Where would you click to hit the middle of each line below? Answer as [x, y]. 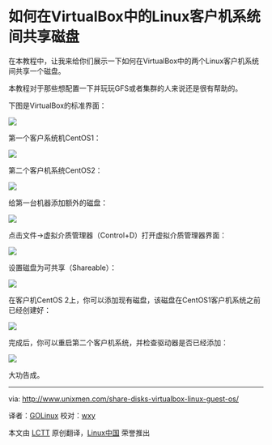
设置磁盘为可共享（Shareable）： [63, 267]
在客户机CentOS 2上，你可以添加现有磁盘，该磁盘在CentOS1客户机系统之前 [135, 300]
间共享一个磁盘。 [37, 71]
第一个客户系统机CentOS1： [55, 138]
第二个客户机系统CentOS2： [55, 170]
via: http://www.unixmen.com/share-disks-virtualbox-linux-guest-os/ [124, 399]
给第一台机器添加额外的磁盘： [58, 203]
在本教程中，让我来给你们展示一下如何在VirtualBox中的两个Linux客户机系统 [134, 61]
